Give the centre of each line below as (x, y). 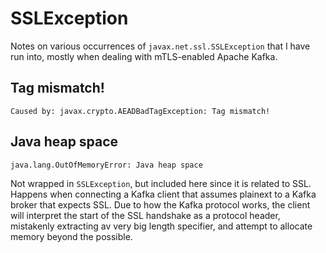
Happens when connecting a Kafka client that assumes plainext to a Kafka (163, 194)
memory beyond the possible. (71, 236)
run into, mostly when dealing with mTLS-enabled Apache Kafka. (144, 56)
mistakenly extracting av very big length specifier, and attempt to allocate (161, 226)
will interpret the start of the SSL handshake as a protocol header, (145, 215)
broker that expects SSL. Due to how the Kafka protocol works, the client (160, 204)
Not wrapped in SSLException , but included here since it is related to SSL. (161, 183)
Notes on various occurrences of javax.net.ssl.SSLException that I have (160, 46)
